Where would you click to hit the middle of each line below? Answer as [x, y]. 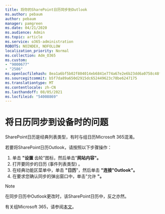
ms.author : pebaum [24, 14]
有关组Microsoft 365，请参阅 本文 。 [41, 207]
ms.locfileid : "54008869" [31, 96]
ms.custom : [16, 60]
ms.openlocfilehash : [26, 74]
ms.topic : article [24, 37]
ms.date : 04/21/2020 [26, 28]
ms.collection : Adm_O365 [30, 55]
